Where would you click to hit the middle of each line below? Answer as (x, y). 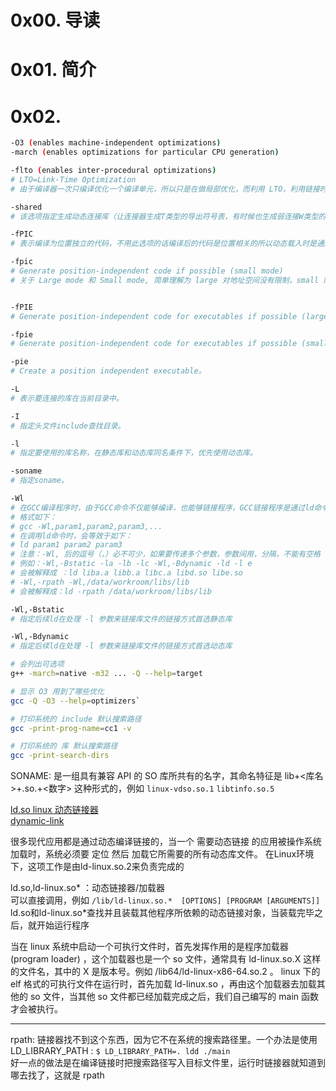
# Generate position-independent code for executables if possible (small (169, 344)
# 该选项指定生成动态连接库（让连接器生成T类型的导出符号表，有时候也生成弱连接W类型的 (168, 216)
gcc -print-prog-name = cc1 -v (71, 728)
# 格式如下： (33, 517)
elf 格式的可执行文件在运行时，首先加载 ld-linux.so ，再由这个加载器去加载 (163, 984)
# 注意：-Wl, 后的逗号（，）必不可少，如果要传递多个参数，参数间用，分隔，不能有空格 (166, 554)
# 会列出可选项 (37, 664)
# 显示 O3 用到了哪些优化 (57, 691)
